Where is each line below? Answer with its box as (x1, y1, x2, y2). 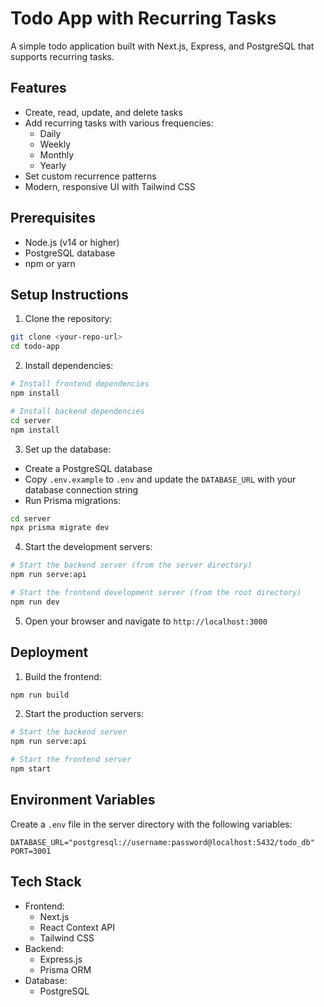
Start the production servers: (24, 708, 145, 720)
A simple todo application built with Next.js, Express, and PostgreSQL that (10, 40, 315, 52)
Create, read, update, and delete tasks (24, 106, 183, 118)
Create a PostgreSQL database (24, 462, 153, 474)
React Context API (39, 921, 116, 933)
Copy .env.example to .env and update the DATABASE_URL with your (24, 473, 297, 485)
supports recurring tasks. (10, 50, 115, 62)
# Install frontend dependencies (10, 379, 150, 389)
